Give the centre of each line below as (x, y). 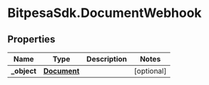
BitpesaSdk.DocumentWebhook (104, 13)
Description (107, 59)
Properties (31, 39)
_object (24, 71)
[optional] (150, 71)
